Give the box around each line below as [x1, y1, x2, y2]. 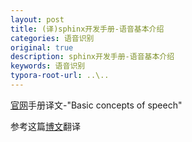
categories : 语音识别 [10, 33, 95, 43]
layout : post [10, 14, 65, 25]
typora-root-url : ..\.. [10, 71, 110, 81]
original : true [10, 42, 74, 53]
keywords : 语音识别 [10, 61, 86, 71]
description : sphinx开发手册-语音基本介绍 [10, 52, 175, 62]
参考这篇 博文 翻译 [10, 120, 81, 132]
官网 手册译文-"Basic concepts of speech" [10, 99, 183, 111]
